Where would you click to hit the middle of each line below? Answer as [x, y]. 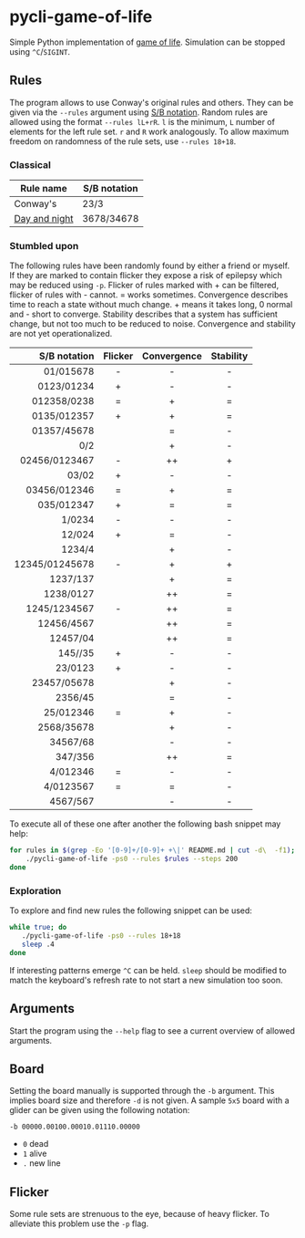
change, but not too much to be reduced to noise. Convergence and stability [152, 324]
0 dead [36, 1144]
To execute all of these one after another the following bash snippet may [145, 824]
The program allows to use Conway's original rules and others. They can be [152, 102]
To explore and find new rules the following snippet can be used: [131, 910]
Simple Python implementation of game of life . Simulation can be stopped [147, 42]
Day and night [44, 219]
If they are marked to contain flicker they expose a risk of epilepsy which [146, 276]
